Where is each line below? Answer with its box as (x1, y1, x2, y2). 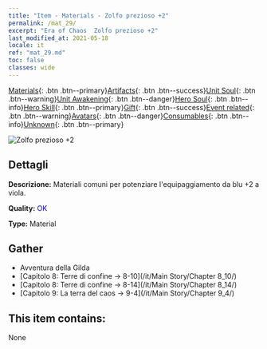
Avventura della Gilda (19, 263, 90, 272)
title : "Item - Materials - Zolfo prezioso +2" (8, 11, 170, 20)
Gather (8, 241, 44, 256)
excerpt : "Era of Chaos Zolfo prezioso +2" (8, 26, 159, 34)
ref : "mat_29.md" (8, 49, 66, 57)
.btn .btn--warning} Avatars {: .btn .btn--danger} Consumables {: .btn (8, 111, 229, 121)
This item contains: (8, 311, 106, 325)
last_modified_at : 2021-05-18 (8, 34, 109, 42)
